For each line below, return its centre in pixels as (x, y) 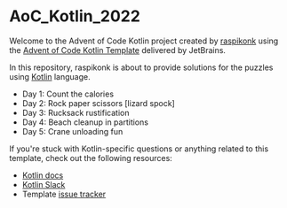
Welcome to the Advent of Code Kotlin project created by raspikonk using (144, 41)
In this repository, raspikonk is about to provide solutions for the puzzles (141, 67)
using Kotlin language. (50, 76)
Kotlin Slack (44, 184)
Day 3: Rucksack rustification (76, 112)
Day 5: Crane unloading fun (72, 131)
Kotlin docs (43, 175)
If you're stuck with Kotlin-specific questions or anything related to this (139, 149)
